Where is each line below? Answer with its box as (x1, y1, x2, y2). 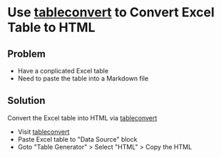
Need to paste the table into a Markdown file (17, 74, 149, 83)
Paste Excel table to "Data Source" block (17, 135, 138, 143)
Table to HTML (7, 19, 96, 36)
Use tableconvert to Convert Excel (7, 4, 215, 21)
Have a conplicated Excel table (17, 67, 109, 75)
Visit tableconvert (17, 127, 70, 136)
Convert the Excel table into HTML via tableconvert (7, 113, 158, 122)
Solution (7, 95, 46, 107)
